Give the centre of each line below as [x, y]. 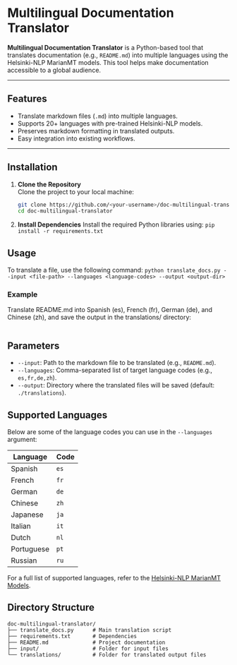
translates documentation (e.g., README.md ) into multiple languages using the [118, 55]
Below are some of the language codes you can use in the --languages [110, 432]
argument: [22, 440]
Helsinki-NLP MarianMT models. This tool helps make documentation [108, 62]
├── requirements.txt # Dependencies [72, 636]
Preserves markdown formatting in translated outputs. [96, 131]
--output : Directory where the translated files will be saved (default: [116, 385]
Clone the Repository [49, 184]
